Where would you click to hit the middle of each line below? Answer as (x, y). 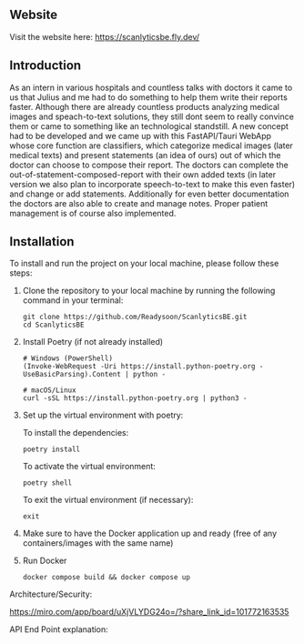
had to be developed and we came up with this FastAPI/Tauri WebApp (140, 136)
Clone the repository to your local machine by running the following (149, 291)
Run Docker (45, 561)
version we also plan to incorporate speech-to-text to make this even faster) (152, 184)
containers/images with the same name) (98, 543)
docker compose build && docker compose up (106, 578)
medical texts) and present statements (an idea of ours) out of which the (145, 155)
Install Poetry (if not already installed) (93, 342)
